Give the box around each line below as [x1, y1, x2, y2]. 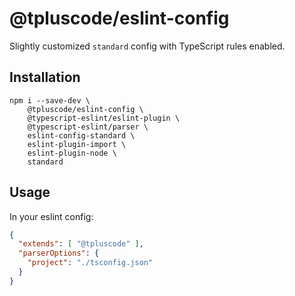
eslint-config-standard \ [27, 130, 136, 141]
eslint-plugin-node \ [27, 148, 117, 158]
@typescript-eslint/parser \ [27, 122, 149, 132]
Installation [9, 69, 81, 86]
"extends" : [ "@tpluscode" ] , [18, 239, 144, 249]
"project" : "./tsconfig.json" [27, 258, 154, 268]
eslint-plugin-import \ [27, 139, 127, 149]
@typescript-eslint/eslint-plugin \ [27, 113, 181, 123]
